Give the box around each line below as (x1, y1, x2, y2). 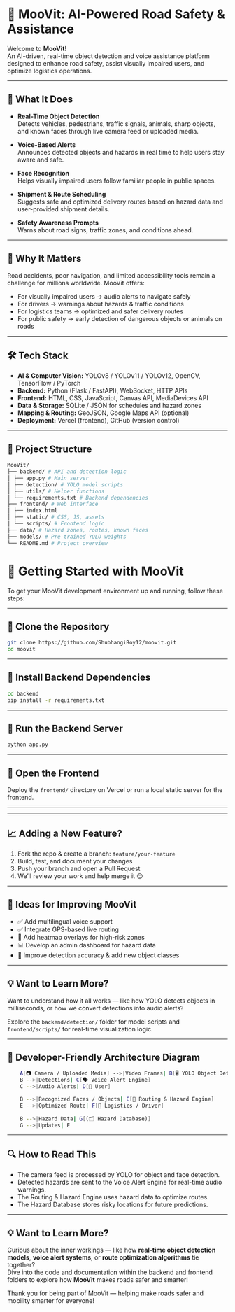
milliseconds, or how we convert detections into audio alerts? (7, 1003, 184, 1012)
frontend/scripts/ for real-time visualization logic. (7, 1024, 153, 1033)
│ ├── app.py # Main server (7, 474, 90, 481)
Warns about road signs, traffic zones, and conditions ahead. (17, 225, 194, 234)
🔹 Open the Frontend (7, 767, 99, 779)
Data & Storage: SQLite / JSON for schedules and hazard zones (17, 402, 201, 410)
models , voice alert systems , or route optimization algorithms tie (7, 1253, 199, 1262)
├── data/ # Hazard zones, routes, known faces (7, 526, 149, 534)
